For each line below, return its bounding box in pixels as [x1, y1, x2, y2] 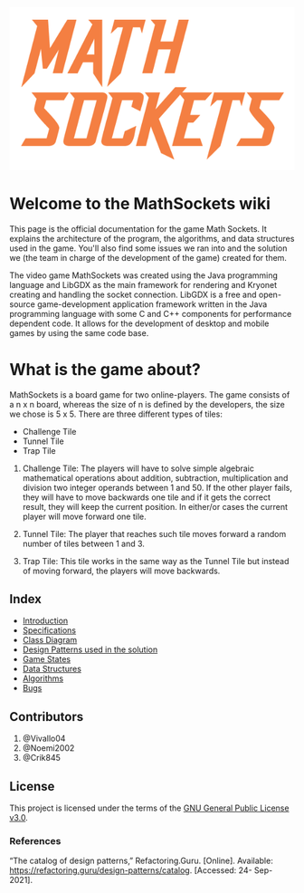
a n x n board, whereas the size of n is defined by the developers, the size [9, 398, 285, 409]
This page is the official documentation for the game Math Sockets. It [9, 223, 267, 234]
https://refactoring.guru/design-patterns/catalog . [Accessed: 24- [9, 865, 252, 876]
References [9, 834, 62, 847]
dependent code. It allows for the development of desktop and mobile [9, 318, 270, 329]
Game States [22, 654, 71, 665]
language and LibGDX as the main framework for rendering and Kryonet [9, 279, 278, 290]
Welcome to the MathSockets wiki [9, 193, 271, 214]
